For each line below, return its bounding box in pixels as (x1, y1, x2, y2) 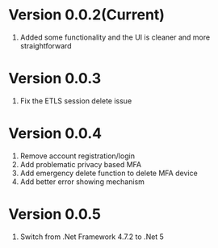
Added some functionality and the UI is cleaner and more (19, 32, 211, 42)
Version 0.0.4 (8, 124, 103, 143)
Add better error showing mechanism (19, 176, 145, 187)
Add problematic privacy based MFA (19, 159, 142, 169)
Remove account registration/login (19, 151, 136, 161)
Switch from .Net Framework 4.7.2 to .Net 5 (19, 232, 164, 242)
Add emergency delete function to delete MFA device (19, 168, 198, 178)
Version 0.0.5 (8, 205, 102, 223)
